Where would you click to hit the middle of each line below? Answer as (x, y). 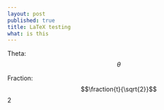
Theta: (17, 54)
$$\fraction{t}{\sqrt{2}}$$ (119, 90)
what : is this (28, 33)
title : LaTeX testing (39, 27)
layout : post (27, 14)
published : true (31, 20)
